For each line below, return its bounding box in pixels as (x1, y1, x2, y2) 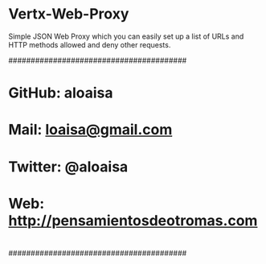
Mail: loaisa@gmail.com (8, 121, 173, 139)
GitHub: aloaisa (8, 84, 113, 102)
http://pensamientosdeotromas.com (8, 211, 258, 229)
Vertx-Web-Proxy (8, 5, 129, 23)
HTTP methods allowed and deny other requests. (8, 39, 171, 49)
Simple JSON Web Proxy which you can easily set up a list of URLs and (8, 31, 244, 41)
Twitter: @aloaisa (8, 158, 129, 175)
